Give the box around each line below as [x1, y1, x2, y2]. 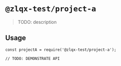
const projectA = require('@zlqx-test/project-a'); [5, 47, 116, 52]
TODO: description [17, 19, 57, 25]
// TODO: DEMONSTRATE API [5, 56, 60, 61]
